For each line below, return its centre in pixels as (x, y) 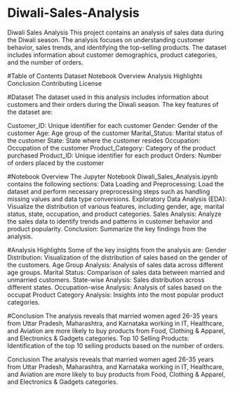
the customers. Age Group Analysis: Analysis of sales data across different (115, 264)
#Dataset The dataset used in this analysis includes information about (108, 97)
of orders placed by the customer (56, 162)
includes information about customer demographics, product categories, (112, 55)
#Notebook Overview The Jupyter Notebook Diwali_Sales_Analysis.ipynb (113, 176)
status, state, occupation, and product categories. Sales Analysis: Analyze (115, 214)
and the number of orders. (45, 62)
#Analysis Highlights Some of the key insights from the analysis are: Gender (117, 250)
